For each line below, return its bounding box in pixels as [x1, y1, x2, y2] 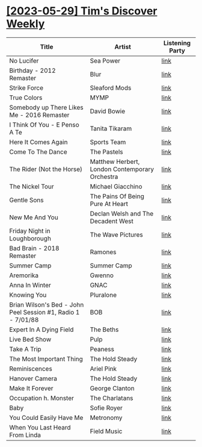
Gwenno [90, 271, 114, 280]
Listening [163, 39, 191, 47]
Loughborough [9, 234, 51, 242]
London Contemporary [90, 164, 155, 173]
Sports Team [90, 137, 126, 146]
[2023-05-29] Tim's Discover [6, 4, 158, 18]
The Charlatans [90, 393, 133, 402]
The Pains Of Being [90, 192, 144, 200]
